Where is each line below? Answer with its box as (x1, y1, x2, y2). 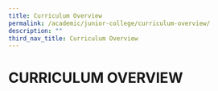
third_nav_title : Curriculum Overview (8, 34, 138, 43)
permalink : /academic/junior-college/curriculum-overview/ (8, 19, 211, 27)
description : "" (8, 27, 63, 35)
